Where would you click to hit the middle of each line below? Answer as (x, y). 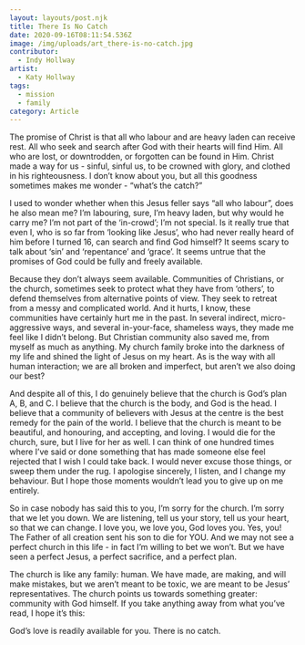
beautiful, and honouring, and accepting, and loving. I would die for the (142, 432)
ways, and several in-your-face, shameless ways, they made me (173, 328)
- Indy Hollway (46, 60)
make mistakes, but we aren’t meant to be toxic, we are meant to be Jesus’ (150, 584)
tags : (20, 86)
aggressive (30, 328)
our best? (27, 376)
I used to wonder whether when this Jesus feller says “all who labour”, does (152, 203)
